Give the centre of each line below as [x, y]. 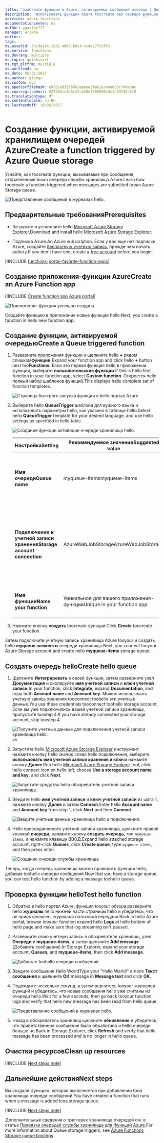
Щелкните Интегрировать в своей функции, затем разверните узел [83, 678]
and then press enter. [33, 850]
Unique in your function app [116, 605]
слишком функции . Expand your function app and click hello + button [82, 360]
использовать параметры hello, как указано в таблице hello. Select [81, 411]
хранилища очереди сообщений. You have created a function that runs [77, 1095]
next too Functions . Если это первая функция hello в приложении [79, 365]
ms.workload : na [21, 69]
